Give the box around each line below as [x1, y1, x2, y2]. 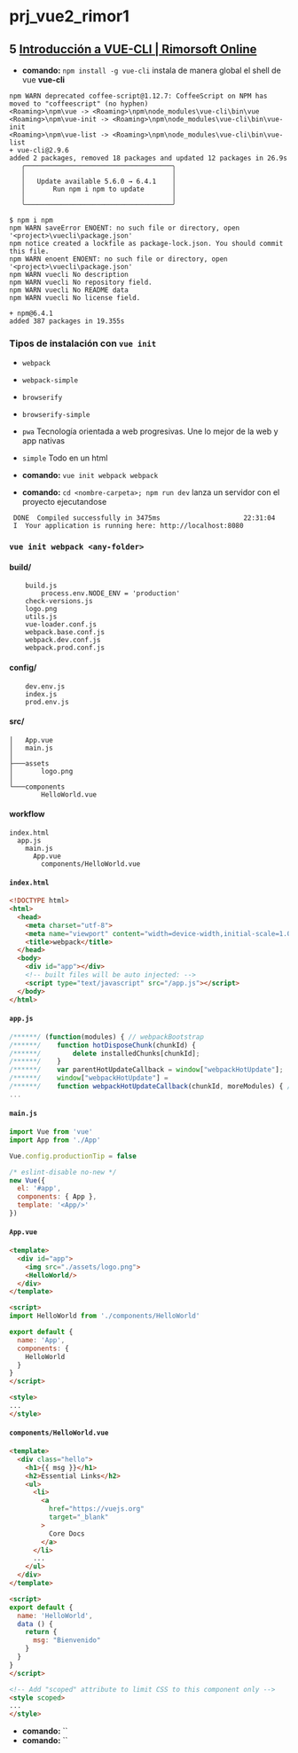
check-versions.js [25, 597, 93, 606]
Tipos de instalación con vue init [9, 337, 157, 350]
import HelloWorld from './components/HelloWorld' [9, 1311, 200, 1321]
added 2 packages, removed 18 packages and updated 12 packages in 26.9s [9, 153, 288, 162]
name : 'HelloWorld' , [17, 1611, 93, 1620]
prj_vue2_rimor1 [9, 6, 130, 27]
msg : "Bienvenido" [32, 1636, 101, 1645]
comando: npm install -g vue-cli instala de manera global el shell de [21, 65, 281, 75]
